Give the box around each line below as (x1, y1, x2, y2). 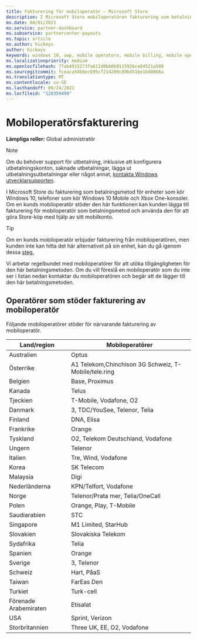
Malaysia (9, 473, 34, 481)
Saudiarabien (9, 511, 46, 519)
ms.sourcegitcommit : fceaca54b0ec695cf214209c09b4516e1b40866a (6, 69, 164, 75)
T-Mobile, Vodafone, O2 (71, 396, 138, 404)
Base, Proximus (71, 377, 114, 385)
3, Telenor (71, 558, 99, 567)
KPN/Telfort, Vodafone (71, 482, 133, 490)
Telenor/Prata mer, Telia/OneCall (71, 491, 161, 500)
